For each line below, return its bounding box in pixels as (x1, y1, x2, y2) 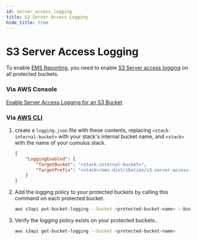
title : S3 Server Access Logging (6, 14, 88, 20)
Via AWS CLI (6, 113, 43, 121)
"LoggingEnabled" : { (25, 156, 76, 162)
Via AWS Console (6, 85, 58, 94)
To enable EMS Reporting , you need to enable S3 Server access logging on (6, 64, 189, 71)
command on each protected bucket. (14, 195, 105, 202)
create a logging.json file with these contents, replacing (14, 126, 152, 134)
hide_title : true (6, 19, 49, 25)
